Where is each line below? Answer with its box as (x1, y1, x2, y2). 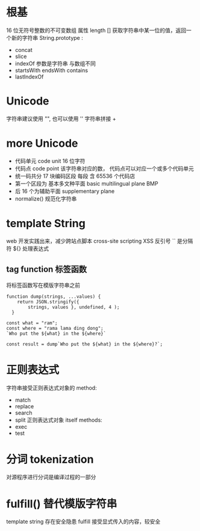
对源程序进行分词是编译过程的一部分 (6, 474, 96, 481)
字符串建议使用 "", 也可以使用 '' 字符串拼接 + (6, 115, 116, 122)
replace (14, 402, 34, 410)
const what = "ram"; (6, 320, 58, 326)
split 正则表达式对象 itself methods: (14, 416, 102, 423)
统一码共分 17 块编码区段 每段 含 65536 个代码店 (14, 172, 136, 179)
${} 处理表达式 (13, 245, 49, 252)
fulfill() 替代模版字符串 (6, 497, 117, 510)
